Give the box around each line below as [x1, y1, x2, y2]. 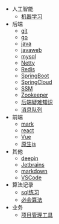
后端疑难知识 [20, 98, 53, 106]
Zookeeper [20, 91, 48, 98]
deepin [20, 155, 39, 162]
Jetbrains [20, 161, 45, 168]
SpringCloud [20, 78, 52, 86]
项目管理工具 [20, 211, 53, 219]
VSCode [20, 174, 42, 181]
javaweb [20, 46, 42, 53]
